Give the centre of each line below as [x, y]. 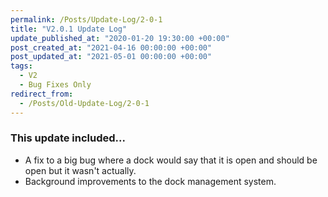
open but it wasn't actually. [80, 170]
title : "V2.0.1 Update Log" [69, 29]
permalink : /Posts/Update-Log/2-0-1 [86, 19]
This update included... [68, 138]
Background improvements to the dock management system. [150, 181]
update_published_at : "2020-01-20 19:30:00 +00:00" [120, 38]
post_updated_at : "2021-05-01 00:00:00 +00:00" [111, 57]
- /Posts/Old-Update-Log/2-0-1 [84, 103]
